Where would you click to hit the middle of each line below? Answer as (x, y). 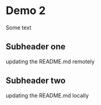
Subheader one (36, 47)
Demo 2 (26, 11)
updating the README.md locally (47, 95)
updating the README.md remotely (50, 61)
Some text (19, 27)
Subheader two (36, 81)
